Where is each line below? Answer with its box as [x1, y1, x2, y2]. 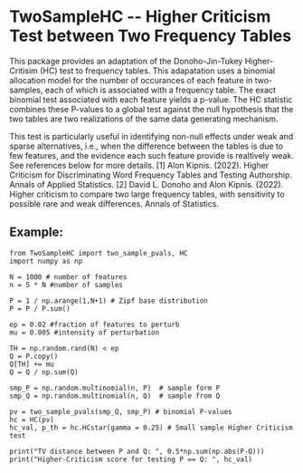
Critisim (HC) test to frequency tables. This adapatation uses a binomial [9, 65, 276, 76]
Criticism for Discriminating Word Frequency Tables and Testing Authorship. [9, 169, 292, 180]
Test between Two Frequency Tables [9, 25, 292, 46]
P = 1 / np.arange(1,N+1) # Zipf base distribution [9, 296, 208, 305]
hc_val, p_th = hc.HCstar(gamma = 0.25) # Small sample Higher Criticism [9, 423, 294, 432]
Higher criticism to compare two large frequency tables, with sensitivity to [9, 188, 285, 199]
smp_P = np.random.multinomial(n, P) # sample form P [9, 383, 221, 392]
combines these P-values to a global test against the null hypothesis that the [9, 103, 294, 114]
